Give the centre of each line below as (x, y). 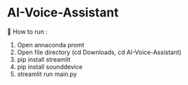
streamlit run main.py (47, 74)
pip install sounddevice (50, 66)
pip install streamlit (44, 59)
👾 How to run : (27, 32)
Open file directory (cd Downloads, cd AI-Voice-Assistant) (99, 52)
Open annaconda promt (50, 45)
